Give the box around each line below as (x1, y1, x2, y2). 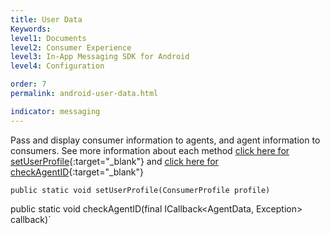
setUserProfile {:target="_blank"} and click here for (10, 155, 219, 167)
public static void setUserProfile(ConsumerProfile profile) (10, 185, 271, 195)
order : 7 (10, 79, 47, 90)
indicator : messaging (10, 106, 101, 116)
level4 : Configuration (10, 61, 105, 71)
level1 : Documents (10, 33, 87, 43)
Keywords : (10, 24, 52, 34)
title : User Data (10, 14, 83, 25)
